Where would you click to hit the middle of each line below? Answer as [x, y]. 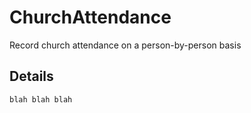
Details [31, 76]
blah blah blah [41, 99]
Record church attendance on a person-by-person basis [125, 45]
